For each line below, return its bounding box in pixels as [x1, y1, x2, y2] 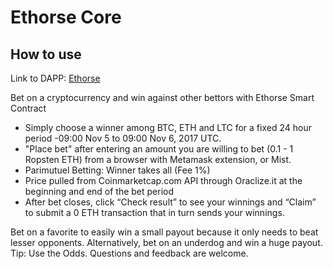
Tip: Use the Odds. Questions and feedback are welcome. [10, 247, 249, 259]
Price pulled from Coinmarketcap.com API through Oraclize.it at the [24, 175, 303, 186]
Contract [10, 102, 47, 114]
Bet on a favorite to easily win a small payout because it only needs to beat [10, 226, 319, 238]
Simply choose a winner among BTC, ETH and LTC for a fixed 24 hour [24, 122, 312, 133]
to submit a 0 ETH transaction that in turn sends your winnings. [24, 207, 285, 218]
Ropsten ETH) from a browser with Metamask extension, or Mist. [24, 154, 292, 165]
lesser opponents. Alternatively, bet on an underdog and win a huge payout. [10, 237, 323, 248]
